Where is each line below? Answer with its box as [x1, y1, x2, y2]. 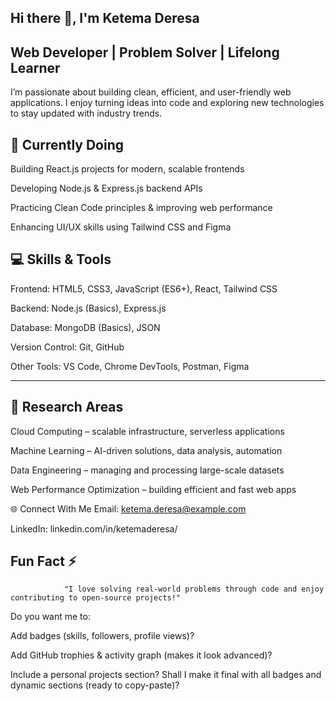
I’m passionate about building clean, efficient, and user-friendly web [10, 86, 292, 98]
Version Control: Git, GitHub [10, 341, 125, 353]
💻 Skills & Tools [10, 251, 112, 268]
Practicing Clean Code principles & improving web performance [10, 202, 273, 214]
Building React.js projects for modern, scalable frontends [10, 163, 245, 175]
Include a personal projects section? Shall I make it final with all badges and [10, 669, 322, 681]
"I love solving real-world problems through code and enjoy [63, 584, 325, 595]
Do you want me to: [10, 611, 91, 623]
